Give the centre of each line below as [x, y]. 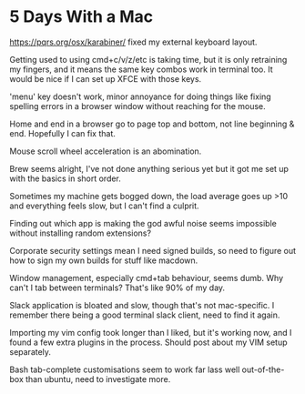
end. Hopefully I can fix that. [63, 133]
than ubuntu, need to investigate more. [98, 379]
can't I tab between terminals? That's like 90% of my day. [117, 288]
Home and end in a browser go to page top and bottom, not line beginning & [152, 124]
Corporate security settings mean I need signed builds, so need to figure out [153, 250]
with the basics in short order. [65, 178]
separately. [30, 351]
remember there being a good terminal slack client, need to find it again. [145, 315]
